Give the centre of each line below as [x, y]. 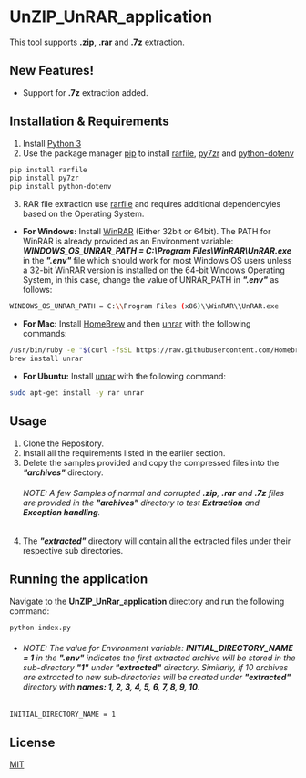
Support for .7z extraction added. [85, 92]
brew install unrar [46, 358]
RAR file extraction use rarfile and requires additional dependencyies [152, 204]
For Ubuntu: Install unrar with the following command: [124, 376]
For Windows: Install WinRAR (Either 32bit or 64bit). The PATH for [147, 232]
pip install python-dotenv [61, 187]
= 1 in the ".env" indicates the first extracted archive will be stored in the [159, 658]
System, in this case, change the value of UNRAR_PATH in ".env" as [151, 280]
